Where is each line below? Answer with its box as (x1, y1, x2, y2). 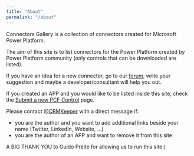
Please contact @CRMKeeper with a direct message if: (6, 108, 139, 115)
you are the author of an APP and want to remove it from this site (14, 131, 173, 139)
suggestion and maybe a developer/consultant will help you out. (6, 78, 162, 86)
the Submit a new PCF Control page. (6, 96, 95, 103)
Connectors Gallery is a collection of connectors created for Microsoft (6, 30, 176, 37)
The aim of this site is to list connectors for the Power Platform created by (6, 48, 185, 55)
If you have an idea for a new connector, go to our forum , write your (6, 72, 171, 79)
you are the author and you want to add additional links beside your (14, 119, 179, 126)
